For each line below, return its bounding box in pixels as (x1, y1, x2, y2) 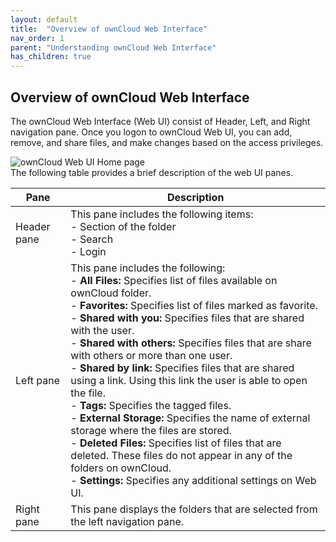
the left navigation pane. (70, 514, 185, 528)
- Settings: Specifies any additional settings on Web (70, 473, 317, 487)
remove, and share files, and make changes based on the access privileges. (10, 136, 324, 148)
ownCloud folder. (70, 286, 152, 300)
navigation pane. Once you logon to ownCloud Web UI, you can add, (10, 126, 293, 138)
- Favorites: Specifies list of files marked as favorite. (70, 298, 318, 312)
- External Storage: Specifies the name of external (70, 411, 311, 425)
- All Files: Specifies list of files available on (70, 273, 278, 287)
